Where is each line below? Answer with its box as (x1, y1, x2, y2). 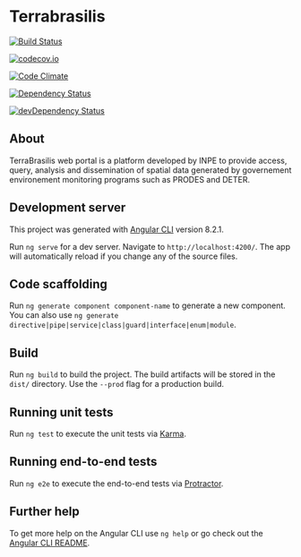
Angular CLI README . (9, 537, 90, 548)
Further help (9, 504, 81, 519)
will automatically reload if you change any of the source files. (9, 251, 238, 261)
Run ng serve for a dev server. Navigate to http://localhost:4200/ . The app (9, 241, 291, 252)
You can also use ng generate (9, 310, 119, 321)
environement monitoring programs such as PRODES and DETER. (9, 174, 251, 184)
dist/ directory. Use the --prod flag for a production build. (9, 379, 224, 390)
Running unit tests (9, 405, 114, 420)
